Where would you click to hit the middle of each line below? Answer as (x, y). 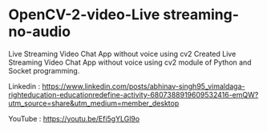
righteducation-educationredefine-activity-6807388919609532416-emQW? (133, 94)
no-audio (39, 32)
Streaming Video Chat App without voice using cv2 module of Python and (130, 62)
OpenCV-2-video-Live (84, 15)
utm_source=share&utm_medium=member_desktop (94, 103)
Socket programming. (44, 70)
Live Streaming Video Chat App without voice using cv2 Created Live (122, 54)
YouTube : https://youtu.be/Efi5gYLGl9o (74, 118)
